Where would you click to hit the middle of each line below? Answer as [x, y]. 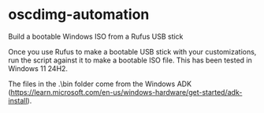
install [18, 100]
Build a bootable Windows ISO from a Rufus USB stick [96, 36]
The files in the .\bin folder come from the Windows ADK [100, 84]
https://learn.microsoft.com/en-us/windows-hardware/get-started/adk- [126, 92]
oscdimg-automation [79, 15]
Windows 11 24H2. [38, 68]
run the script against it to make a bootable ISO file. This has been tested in [130, 60]
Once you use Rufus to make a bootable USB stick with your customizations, [132, 51]
